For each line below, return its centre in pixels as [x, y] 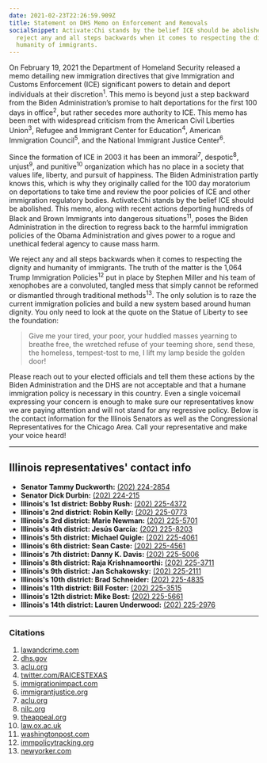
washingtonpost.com [55, 734]
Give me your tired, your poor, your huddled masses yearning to [133, 336]
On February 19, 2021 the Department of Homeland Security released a [125, 67]
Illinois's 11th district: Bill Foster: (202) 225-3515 [101, 588]
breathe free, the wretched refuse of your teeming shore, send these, [142, 345]
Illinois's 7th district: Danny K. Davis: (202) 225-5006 [110, 554]
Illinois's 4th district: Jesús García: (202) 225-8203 [107, 528]
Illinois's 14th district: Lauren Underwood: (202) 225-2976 [118, 605]
